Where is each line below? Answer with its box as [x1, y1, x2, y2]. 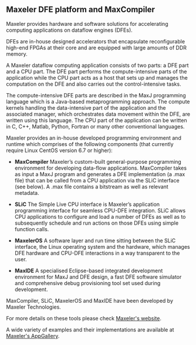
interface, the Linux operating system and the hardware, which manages [14, 243, 190, 250]
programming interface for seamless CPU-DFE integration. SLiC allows [14, 207, 186, 214]
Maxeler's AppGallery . [6, 332, 60, 339]
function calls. [14, 225, 49, 232]
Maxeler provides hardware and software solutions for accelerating [6, 20, 168, 27]
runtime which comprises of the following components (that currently [6, 140, 174, 147]
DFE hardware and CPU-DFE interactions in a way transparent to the [14, 249, 180, 256]
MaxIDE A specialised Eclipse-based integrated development [14, 267, 163, 274]
